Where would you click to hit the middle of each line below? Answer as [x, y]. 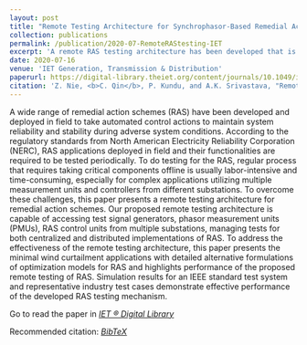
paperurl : [28, 78]
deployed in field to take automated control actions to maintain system [142, 121]
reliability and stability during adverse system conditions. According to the [149, 131]
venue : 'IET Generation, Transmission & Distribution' [116, 69]
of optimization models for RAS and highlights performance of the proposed [152, 267]
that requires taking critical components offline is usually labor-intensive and [153, 170]
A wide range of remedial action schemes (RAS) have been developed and [149, 111]
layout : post [34, 18]
